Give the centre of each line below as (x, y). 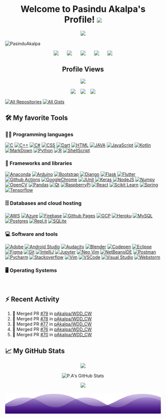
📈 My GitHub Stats (35, 351)
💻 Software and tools (32, 234)
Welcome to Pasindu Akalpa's (83, 9)
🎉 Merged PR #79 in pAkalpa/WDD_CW (52, 314)
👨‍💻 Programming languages (39, 135)
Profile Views (83, 70)
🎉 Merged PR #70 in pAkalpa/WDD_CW (52, 335)
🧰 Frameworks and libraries (39, 163)
